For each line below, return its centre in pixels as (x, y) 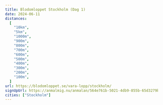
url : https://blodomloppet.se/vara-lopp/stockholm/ (58, 86)
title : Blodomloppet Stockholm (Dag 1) (45, 9)
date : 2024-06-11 (23, 14)
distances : (16, 18)
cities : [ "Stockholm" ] (28, 95)
